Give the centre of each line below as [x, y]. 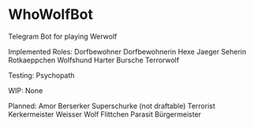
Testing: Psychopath [41, 75]
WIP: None [26, 90]
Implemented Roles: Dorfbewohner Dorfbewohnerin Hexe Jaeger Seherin [127, 51]
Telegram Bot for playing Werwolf [63, 36]
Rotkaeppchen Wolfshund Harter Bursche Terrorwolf [94, 60]
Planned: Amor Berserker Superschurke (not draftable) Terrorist [112, 106]
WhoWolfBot [50, 15]
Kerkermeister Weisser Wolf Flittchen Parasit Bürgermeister [105, 114]
